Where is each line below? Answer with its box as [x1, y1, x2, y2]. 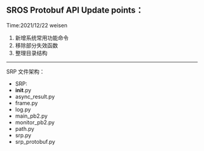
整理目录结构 [15, 49, 47, 56]
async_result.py [15, 93, 55, 100]
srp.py [15, 132, 32, 139]
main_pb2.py [15, 112, 48, 119]
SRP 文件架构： [6, 68, 45, 75]
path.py [15, 125, 35, 132]
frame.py [15, 99, 38, 107]
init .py [15, 86, 32, 93]
